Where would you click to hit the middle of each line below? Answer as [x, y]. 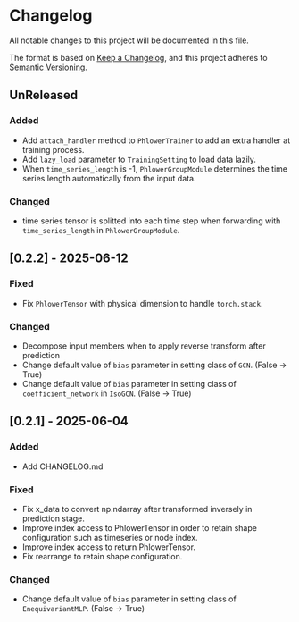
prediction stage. [53, 518]
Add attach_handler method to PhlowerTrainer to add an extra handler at [156, 140]
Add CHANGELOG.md [62, 466]
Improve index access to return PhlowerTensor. [109, 547]
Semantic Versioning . [48, 67]
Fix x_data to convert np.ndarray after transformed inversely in [137, 509]
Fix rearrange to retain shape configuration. [102, 556]
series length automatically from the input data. [109, 178]
